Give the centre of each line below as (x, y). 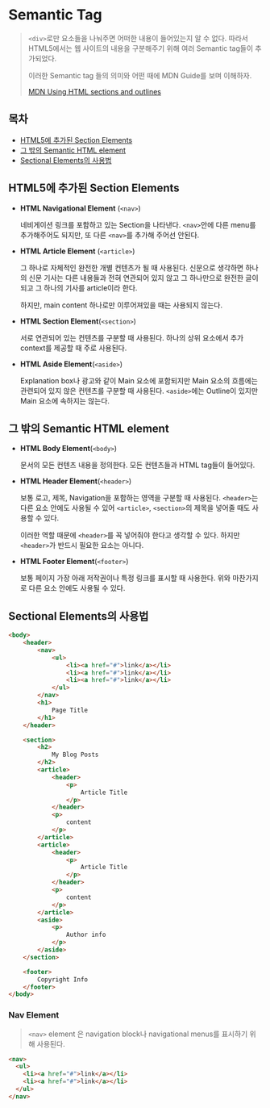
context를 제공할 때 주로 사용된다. (73, 348)
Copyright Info (63, 979)
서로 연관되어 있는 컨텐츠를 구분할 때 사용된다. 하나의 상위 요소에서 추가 (132, 337)
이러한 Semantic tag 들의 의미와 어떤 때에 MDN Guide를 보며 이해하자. (140, 75)
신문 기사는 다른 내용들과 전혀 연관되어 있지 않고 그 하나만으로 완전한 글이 (144, 278)
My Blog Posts (75, 755)
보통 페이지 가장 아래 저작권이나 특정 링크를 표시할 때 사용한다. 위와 (125, 578)
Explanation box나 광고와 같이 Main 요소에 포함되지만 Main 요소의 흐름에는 (139, 380)
